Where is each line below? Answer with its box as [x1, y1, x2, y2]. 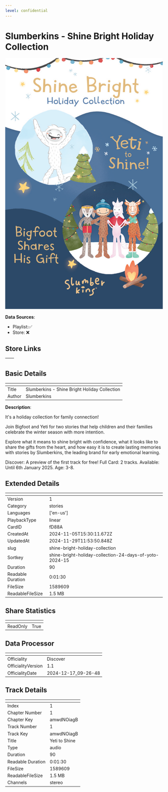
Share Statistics [5, 606, 56, 615]
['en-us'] [49, 510, 68, 516]
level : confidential [5, 8, 48, 13]
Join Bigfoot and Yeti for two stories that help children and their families [5, 424, 153, 430]
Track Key [7, 731, 28, 737]
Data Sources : [5, 314, 35, 320]
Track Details [5, 686, 47, 694]
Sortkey [7, 555, 23, 561]
